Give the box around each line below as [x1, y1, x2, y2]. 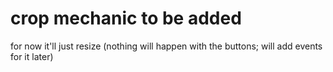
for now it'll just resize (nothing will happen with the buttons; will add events [10, 40, 323, 52]
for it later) [10, 50, 54, 62]
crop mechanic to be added [10, 7, 242, 30]
